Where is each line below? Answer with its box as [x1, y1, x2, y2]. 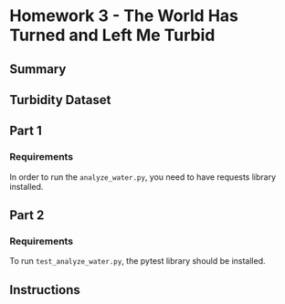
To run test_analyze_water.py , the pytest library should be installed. [9, 256, 267, 267]
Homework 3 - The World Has [9, 5, 239, 26]
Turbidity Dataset [9, 92, 111, 108]
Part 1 [9, 123, 43, 139]
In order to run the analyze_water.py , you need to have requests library [9, 171, 277, 183]
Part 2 [9, 207, 45, 224]
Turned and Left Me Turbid [9, 25, 216, 46]
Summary [9, 61, 67, 77]
